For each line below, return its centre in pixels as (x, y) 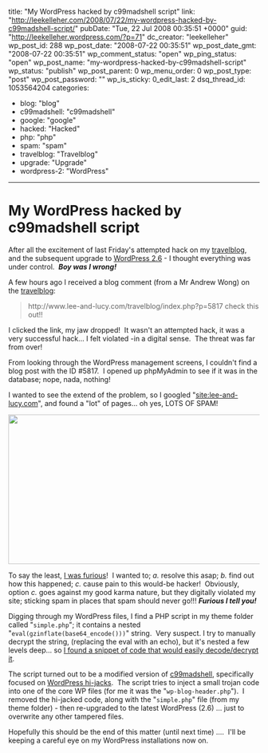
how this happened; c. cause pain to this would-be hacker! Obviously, (124, 583)
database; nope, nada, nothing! (59, 379)
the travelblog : (32, 290)
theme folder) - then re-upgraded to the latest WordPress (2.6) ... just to (126, 708)
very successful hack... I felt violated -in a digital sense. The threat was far (132, 338)
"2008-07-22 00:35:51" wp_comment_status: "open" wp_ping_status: (122, 54)
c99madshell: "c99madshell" (67, 112)
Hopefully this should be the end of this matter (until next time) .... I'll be (127, 731)
